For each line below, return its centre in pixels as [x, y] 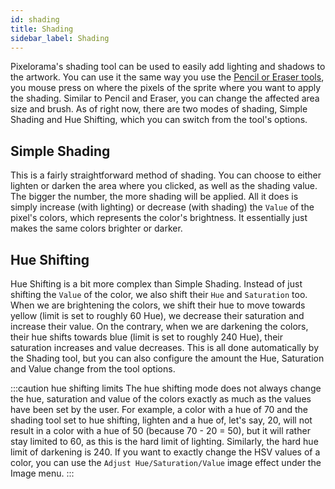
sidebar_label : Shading [60, 38]
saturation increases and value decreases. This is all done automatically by [165, 347]
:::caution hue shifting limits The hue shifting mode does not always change [166, 388]
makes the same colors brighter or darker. [96, 228]
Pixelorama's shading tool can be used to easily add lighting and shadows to [168, 67]
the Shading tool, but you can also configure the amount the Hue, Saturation [167, 358]
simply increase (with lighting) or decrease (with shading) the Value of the [162, 207]
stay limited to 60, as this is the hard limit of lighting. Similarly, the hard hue [164, 441]
